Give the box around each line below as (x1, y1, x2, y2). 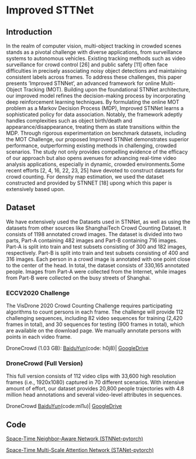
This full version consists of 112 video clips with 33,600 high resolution (6, 373, 176, 380)
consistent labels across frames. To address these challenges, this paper (6, 74, 183, 80)
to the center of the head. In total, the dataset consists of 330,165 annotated (6, 261, 189, 268)
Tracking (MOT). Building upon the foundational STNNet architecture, (23, 86, 191, 93)
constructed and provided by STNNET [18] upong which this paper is (6, 179, 173, 186)
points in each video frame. (6, 334, 72, 341)
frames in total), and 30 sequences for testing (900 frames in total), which (6, 321, 185, 328)
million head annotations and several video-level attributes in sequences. (6, 391, 183, 399)
